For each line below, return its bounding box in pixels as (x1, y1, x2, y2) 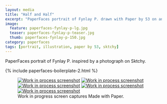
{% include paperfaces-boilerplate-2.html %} (5, 68, 98, 74)
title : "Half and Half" (5, 12, 55, 17)
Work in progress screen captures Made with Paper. (17, 93, 124, 99)
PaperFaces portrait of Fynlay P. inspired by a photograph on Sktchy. (5, 58, 147, 64)
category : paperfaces (5, 40, 50, 45)
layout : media (5, 7, 35, 12)
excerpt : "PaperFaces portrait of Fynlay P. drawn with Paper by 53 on (5, 16, 157, 21)
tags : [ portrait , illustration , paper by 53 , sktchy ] (5, 44, 119, 49)
